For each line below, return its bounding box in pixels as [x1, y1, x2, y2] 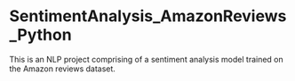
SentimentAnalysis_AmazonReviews [9, 6, 287, 26]
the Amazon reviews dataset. [9, 63, 116, 74]
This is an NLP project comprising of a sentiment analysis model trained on [9, 54, 284, 64]
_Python [9, 25, 73, 45]
